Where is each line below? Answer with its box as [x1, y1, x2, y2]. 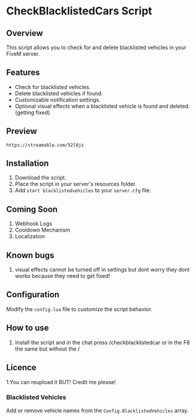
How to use [6, 323, 49, 333]
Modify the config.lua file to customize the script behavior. [6, 305, 152, 312]
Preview [6, 126, 38, 136]
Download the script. [14, 174, 67, 181]
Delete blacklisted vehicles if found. [14, 90, 103, 97]
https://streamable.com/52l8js [6, 142, 84, 148]
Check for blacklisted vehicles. [14, 83, 91, 90]
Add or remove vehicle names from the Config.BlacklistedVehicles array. [6, 407, 189, 414]
